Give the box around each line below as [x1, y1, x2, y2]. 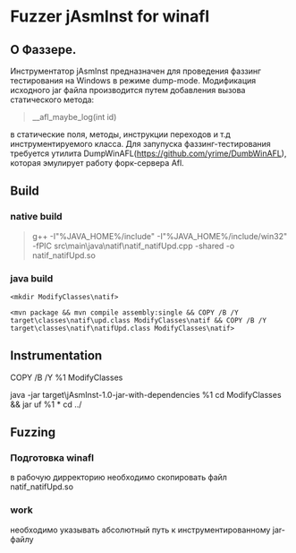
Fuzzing [10, 425, 56, 440]
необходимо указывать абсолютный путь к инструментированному [10, 524, 271, 535]
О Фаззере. [10, 42, 77, 57]
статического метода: [10, 94, 95, 105]
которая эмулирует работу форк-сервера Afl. [10, 158, 184, 168]
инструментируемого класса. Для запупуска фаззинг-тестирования [10, 139, 271, 149]
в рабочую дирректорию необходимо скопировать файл [10, 472, 227, 483]
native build [10, 211, 63, 223]
